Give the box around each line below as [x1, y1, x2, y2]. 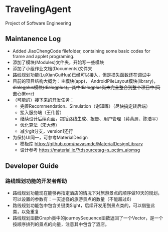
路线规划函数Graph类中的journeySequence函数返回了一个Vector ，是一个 [12, 215, 163, 221]
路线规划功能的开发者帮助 [5, 178, 67, 185]
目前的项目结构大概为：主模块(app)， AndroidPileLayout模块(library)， [12, 78, 158, 84]
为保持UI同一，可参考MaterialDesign [12, 134, 88, 140]
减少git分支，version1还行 [20, 128, 73, 134]
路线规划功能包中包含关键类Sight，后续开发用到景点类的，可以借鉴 [12, 202, 151, 208]
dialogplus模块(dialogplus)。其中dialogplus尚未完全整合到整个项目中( [12, 84, 156, 90]
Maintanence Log [5, 35, 61, 43]
